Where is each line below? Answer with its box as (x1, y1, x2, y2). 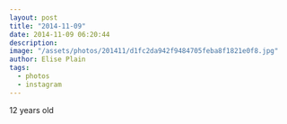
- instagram (17, 80, 63, 89)
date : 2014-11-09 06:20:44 (9, 30, 110, 39)
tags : (9, 64, 30, 73)
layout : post (9, 13, 58, 22)
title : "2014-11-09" (9, 22, 87, 31)
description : (9, 38, 58, 48)
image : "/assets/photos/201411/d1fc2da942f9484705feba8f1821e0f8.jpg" (9, 47, 279, 56)
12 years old (9, 104, 54, 115)
